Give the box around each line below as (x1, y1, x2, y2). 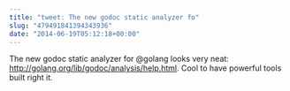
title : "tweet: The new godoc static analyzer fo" (9, 12, 200, 22)
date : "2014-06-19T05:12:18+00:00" (9, 29, 141, 38)
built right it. (9, 72, 53, 83)
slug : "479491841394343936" (9, 21, 113, 30)
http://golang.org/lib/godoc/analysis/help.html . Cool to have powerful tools (9, 63, 282, 73)
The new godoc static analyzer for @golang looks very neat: (9, 54, 230, 64)
